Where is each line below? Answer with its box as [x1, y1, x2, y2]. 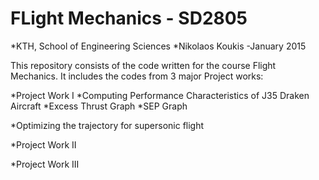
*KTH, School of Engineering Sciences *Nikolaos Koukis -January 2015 [10, 40, 307, 52]
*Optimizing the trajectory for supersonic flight [10, 119, 205, 131]
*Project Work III [10, 158, 80, 170]
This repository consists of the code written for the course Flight [10, 59, 277, 71]
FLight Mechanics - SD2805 [10, 7, 248, 30]
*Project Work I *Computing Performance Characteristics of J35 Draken [10, 89, 310, 101]
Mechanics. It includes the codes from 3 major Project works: [10, 70, 264, 82]
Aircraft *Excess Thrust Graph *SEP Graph [10, 100, 188, 112]
